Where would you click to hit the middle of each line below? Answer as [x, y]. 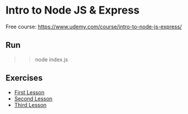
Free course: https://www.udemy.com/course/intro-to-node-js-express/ [94, 27]
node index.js [51, 59]
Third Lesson [30, 105]
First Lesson [29, 92]
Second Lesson [33, 99]
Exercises [24, 78]
